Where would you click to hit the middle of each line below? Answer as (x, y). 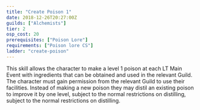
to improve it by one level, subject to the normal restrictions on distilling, (96, 94)
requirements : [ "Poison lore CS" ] (50, 46)
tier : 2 (16, 29)
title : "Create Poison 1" (39, 12)
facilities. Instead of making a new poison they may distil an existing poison (100, 88)
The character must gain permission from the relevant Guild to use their (95, 81)
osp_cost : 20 (23, 34)
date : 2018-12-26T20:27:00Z (42, 18)
